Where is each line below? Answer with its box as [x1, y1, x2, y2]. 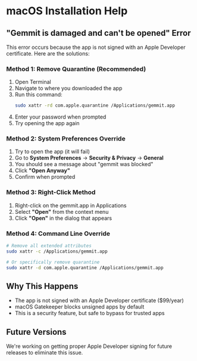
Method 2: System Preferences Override [6, 135, 126, 143]
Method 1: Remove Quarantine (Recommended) [6, 64, 146, 73]
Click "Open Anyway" [14, 167, 70, 174]
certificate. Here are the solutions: [6, 50, 90, 57]
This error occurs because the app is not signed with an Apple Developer [6, 43, 186, 51]
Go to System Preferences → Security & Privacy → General [14, 154, 164, 161]
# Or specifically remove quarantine [6, 259, 100, 265]
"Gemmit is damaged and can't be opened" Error [6, 28, 192, 38]
